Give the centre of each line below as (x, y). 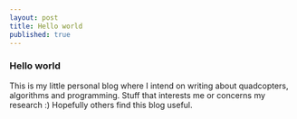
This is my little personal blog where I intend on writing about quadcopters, (149, 86)
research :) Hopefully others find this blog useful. (101, 105)
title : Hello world (46, 26)
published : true (40, 34)
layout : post (34, 18)
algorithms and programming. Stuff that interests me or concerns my (137, 95)
